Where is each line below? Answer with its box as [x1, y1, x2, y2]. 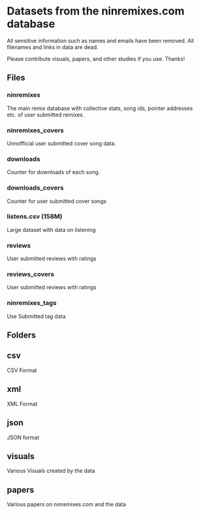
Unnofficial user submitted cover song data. [7, 140, 117, 147]
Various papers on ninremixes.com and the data [7, 501, 126, 508]
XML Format [7, 400, 38, 407]
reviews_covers [7, 270, 54, 278]
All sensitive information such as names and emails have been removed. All [7, 37, 194, 44]
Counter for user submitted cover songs [7, 198, 107, 205]
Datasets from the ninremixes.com [7, 4, 185, 18]
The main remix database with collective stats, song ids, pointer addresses [7, 104, 193, 112]
